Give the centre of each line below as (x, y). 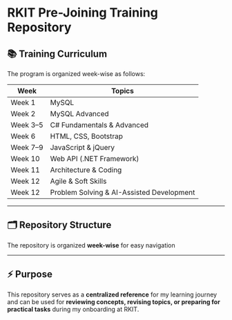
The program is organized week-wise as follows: (76, 74)
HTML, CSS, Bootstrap (86, 136)
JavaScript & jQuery (83, 148)
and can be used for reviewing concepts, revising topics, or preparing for (114, 301)
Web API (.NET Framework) (95, 159)
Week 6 (23, 136)
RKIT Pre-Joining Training (83, 13)
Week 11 (25, 170)
